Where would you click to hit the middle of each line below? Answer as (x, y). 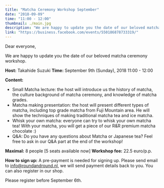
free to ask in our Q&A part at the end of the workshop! (67, 141)
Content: (14, 80)
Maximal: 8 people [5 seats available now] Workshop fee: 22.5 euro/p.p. (79, 151)
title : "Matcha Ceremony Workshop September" (52, 10)
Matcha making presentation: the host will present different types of (80, 105)
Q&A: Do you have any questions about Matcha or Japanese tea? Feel (82, 136)
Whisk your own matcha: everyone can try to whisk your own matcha (82, 121)
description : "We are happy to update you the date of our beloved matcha (83, 28)
